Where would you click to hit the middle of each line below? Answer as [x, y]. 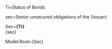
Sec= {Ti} [15, 26]
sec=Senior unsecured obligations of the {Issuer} [56, 17]
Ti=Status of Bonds [25, 7]
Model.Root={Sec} [24, 41]
